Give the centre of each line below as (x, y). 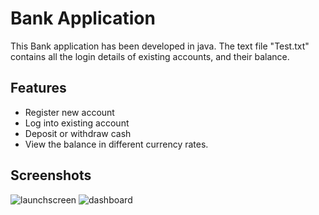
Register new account (69, 112)
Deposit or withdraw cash (78, 133)
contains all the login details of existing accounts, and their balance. (150, 56)
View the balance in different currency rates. (116, 144)
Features (38, 88)
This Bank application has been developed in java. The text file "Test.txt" (160, 46)
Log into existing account (77, 123)
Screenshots (51, 175)
